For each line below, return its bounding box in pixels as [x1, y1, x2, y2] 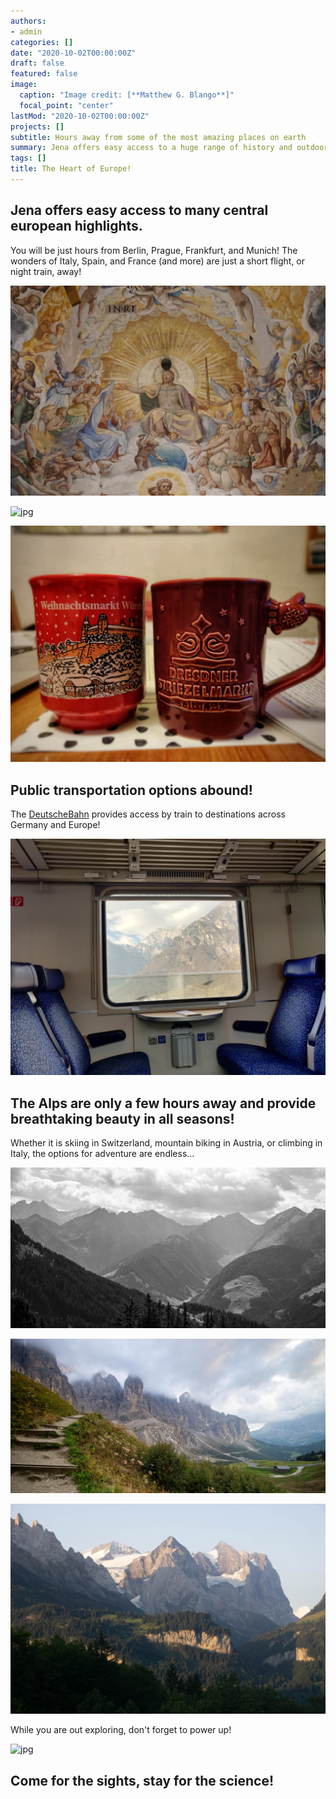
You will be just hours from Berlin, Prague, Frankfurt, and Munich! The [10, 244, 298, 256]
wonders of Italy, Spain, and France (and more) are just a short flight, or [10, 255, 306, 267]
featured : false [10, 69, 78, 79]
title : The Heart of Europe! [10, 164, 132, 174]
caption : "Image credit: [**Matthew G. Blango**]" [19, 90, 235, 100]
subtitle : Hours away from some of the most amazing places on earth [10, 132, 307, 142]
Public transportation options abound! [10, 781, 253, 799]
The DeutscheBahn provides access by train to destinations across [10, 808, 286, 820]
